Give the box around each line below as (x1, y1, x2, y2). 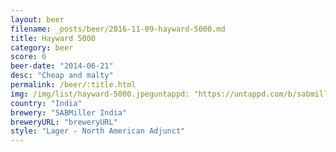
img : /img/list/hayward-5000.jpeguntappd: (10, 89, 190, 99)
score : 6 (10, 52, 47, 62)
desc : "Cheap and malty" (10, 71, 114, 81)
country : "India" (10, 98, 83, 108)
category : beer (10, 42, 74, 53)
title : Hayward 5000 (10, 33, 97, 43)
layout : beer (10, 14, 65, 25)
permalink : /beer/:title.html (10, 80, 137, 90)
